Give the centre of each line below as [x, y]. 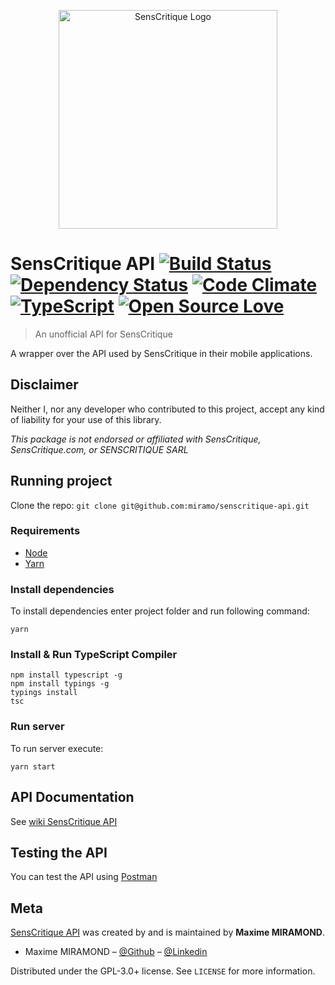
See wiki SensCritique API [64, 821]
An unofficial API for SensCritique [103, 334]
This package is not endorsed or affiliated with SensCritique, [136, 439]
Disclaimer [44, 385]
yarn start [33, 766]
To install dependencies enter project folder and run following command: [160, 611]
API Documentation [72, 797]
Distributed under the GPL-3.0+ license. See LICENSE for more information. [163, 971]
